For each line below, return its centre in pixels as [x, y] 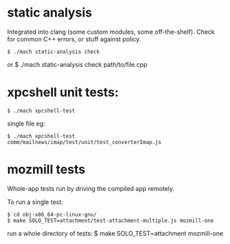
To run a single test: [35, 202]
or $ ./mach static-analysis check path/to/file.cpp [77, 64]
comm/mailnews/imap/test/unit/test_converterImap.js [84, 142]
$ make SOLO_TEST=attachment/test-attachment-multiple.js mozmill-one [111, 221]
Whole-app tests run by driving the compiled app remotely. [91, 188]
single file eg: [26, 123]
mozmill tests [46, 170]
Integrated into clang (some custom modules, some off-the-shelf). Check [111, 32]
